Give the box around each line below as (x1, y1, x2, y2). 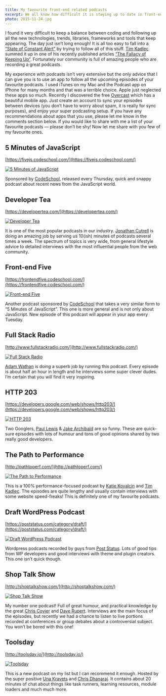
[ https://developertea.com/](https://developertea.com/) (5, 209, 118, 214)
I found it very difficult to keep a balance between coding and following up (5, 30, 157, 36)
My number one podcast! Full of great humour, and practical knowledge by (5, 602, 158, 608)
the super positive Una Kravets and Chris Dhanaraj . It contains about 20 (5, 676, 152, 682)
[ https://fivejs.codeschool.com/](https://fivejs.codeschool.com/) (5, 157, 136, 162)
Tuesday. (5, 317, 24, 322)
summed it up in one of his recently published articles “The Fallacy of (5, 51, 146, 57)
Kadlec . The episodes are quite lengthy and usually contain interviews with (5, 488, 158, 494)
